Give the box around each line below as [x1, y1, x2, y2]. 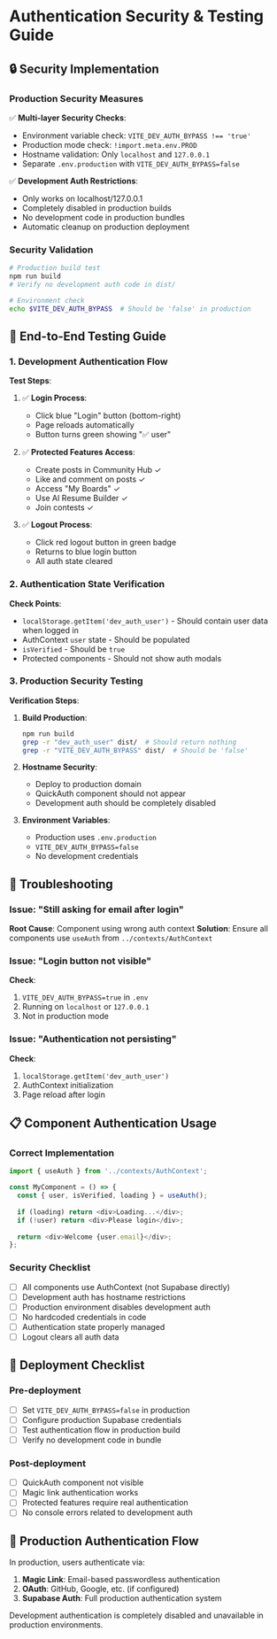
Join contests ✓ [35, 502, 95, 513]
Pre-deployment [9, 1384, 81, 1396]
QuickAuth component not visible [21, 1477, 144, 1488]
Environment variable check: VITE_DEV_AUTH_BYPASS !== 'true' [21, 130, 251, 141]
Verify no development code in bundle [21, 1434, 162, 1445]
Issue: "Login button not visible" [9, 955, 152, 967]
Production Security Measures [9, 92, 144, 104]
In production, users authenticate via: [9, 1557, 145, 1568]
